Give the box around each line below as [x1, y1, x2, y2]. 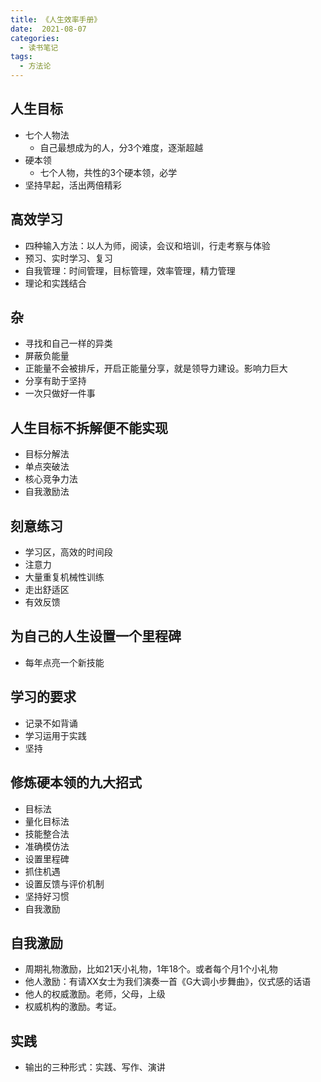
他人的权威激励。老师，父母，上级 [24, 988, 166, 1000]
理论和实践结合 [24, 277, 87, 289]
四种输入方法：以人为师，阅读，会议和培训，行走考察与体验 [24, 239, 271, 251]
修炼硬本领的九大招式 [10, 774, 142, 791]
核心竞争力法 [24, 473, 78, 485]
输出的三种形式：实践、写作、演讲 [24, 1061, 166, 1073]
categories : [10, 33, 60, 43]
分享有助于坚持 [24, 375, 87, 387]
